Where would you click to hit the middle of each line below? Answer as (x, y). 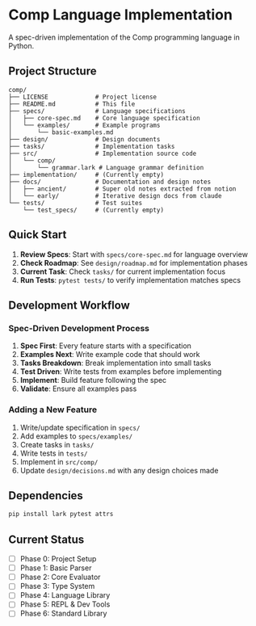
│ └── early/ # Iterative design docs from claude (115, 195)
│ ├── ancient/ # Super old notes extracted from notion (122, 189)
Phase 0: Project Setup (58, 559)
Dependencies (46, 496)
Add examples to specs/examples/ (76, 436)
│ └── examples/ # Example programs (84, 125)
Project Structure (52, 71)
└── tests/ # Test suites (76, 203)
